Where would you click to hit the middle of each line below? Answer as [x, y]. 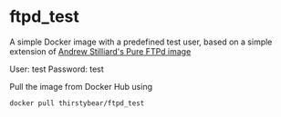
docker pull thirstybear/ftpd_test [77, 103]
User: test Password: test [57, 69]
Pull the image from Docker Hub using [81, 86]
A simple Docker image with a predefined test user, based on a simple [141, 42]
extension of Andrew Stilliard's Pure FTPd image [100, 51]
